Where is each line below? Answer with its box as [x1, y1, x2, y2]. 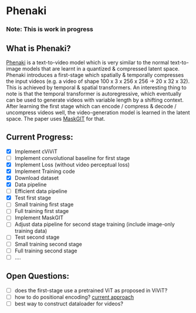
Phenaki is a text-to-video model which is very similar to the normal [6, 59, 169, 66]
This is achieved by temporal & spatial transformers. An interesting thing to [6, 84, 187, 91]
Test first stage [14, 194, 52, 201]
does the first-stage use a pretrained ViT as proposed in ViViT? [14, 287, 168, 294]
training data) [14, 228, 48, 235]
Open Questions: [6, 271, 69, 281]
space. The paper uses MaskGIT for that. [6, 115, 106, 122]
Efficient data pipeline [14, 188, 67, 195]
